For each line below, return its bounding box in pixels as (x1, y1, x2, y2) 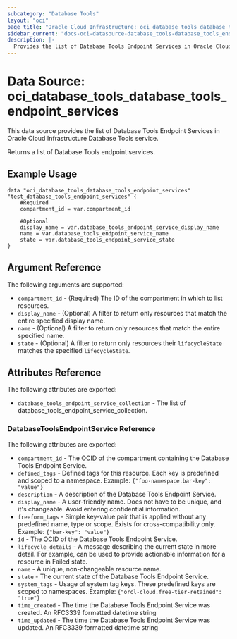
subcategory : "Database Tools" (7, 10, 99, 18)
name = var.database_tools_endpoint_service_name (20, 230, 169, 237)
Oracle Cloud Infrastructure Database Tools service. (7, 134, 159, 142)
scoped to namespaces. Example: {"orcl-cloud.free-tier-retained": (17, 587, 222, 595)
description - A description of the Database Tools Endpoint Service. (17, 490, 217, 498)
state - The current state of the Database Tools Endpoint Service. (17, 572, 209, 581)
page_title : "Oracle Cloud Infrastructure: (7, 23, 138, 30)
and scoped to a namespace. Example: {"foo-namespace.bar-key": (17, 476, 212, 485)
